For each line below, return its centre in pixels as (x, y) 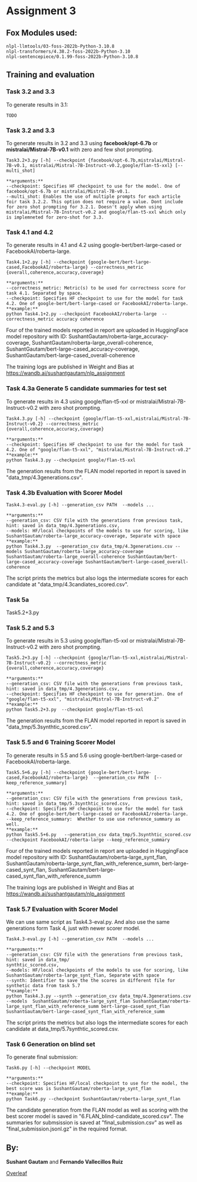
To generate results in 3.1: (37, 104)
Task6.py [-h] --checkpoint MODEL (49, 1068)
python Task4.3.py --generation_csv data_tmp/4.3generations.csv (89, 546)
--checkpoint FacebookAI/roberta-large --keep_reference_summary (88, 840)
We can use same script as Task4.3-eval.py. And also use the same (88, 922)
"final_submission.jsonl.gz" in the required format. (67, 1129)
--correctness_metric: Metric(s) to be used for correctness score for (96, 288)
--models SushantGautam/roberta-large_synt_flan (68, 1001)
